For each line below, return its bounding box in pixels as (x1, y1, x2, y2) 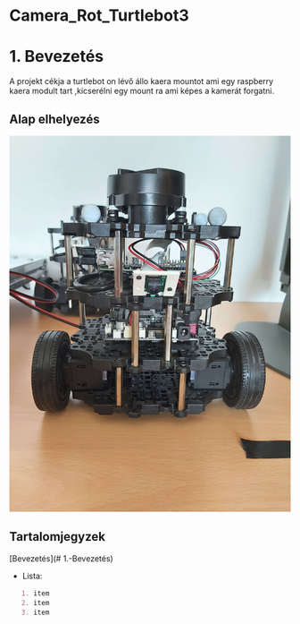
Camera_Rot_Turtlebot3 (9, 5, 189, 26)
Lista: (21, 570, 43, 581)
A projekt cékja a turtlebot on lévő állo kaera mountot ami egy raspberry (9, 76, 274, 87)
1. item (21, 588, 50, 598)
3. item (21, 608, 50, 617)
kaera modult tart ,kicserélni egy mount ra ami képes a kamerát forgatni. (9, 86, 275, 97)
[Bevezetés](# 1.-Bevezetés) (9, 552, 113, 564)
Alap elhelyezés (9, 111, 100, 126)
